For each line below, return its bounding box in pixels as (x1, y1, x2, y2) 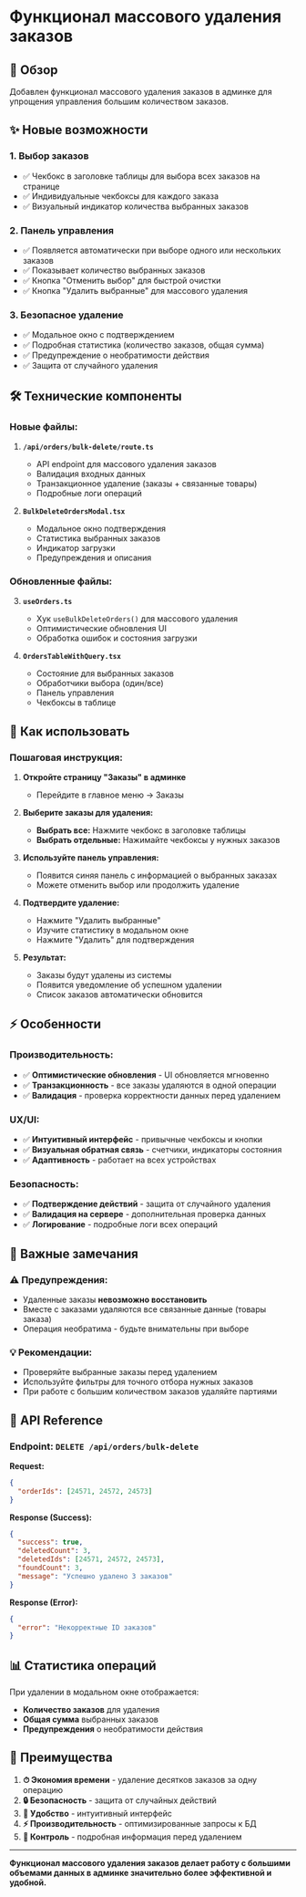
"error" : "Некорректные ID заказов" (17, 1622, 157, 1632)
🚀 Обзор (9, 62, 58, 78)
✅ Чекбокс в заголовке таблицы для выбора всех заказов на (22, 171, 260, 182)
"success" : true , (17, 1537, 84, 1548)
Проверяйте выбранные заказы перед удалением (22, 1367, 218, 1378)
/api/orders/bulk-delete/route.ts (22, 443, 154, 452)
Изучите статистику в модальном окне (36, 924, 189, 935)
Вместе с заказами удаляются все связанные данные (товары (22, 1303, 267, 1315)
